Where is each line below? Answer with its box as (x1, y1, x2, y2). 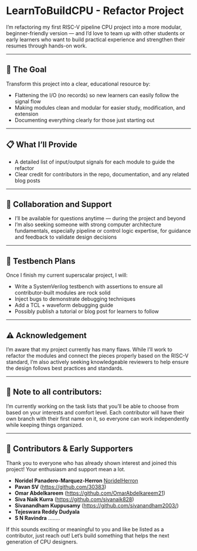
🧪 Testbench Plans (6, 256, 76, 266)
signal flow (14, 98, 41, 105)
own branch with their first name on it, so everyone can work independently (6, 415, 189, 422)
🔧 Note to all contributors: (6, 387, 102, 397)
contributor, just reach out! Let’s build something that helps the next (6, 532, 169, 539)
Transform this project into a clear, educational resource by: (6, 80, 151, 87)
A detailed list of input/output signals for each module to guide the (14, 158, 175, 165)
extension (14, 110, 39, 117)
